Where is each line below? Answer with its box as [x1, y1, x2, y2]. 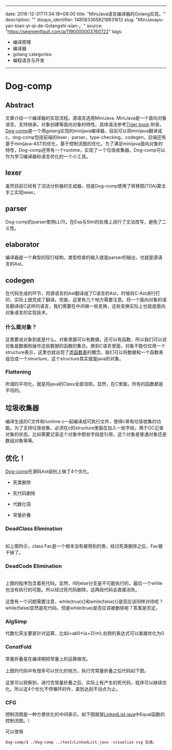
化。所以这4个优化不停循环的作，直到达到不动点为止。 [5, 685, 121, 692]
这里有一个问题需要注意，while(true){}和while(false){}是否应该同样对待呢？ [5, 598, 164, 605]
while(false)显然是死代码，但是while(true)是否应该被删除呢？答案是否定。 [5, 605, 160, 611]
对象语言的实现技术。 [5, 310, 50, 316]
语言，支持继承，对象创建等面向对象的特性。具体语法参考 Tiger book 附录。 [5, 121, 164, 127]
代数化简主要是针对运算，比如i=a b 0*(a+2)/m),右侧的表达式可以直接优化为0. [5, 630, 165, 636]
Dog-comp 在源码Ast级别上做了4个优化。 [5, 469, 92, 475]
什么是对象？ [5, 323, 37, 331]
